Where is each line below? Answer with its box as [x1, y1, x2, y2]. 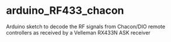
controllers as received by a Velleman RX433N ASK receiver [6, 29, 151, 36]
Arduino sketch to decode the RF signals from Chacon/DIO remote [6, 23, 165, 30]
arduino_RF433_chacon [6, 4, 124, 17]
